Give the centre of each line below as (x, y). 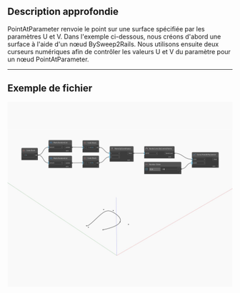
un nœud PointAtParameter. (48, 59)
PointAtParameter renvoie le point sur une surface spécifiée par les (106, 29)
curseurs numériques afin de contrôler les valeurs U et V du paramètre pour (119, 51)
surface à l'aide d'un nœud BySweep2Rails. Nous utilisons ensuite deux (113, 44)
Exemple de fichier (50, 88)
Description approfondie (63, 12)
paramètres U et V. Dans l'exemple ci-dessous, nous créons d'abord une (114, 36)
